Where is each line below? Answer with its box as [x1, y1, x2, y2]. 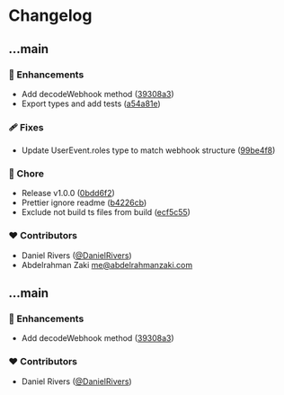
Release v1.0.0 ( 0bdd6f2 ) [21, 188, 116, 199]
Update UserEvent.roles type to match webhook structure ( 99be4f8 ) [21, 145, 276, 156]
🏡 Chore [8, 167, 44, 180]
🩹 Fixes [8, 121, 44, 133]
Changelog [8, 5, 93, 26]
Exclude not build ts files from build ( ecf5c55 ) [21, 207, 191, 218]
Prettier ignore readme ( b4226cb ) [21, 197, 147, 208]
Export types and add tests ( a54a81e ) [21, 98, 161, 109]
